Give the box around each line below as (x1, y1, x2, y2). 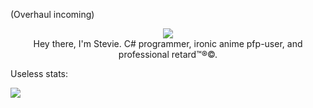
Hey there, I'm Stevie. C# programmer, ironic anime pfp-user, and (33, 38, 303, 49)
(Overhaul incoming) (10, 9, 95, 20)
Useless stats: (10, 68, 69, 79)
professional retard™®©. (118, 49, 218, 60)
